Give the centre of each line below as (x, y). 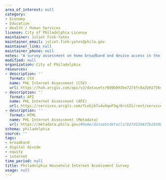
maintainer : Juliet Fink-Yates (37, 37)
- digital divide (23, 147)
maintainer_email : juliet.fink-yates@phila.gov (55, 42)
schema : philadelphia (27, 129)
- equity (14, 152)
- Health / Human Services (33, 28)
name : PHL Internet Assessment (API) (48, 102)
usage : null (17, 170)
